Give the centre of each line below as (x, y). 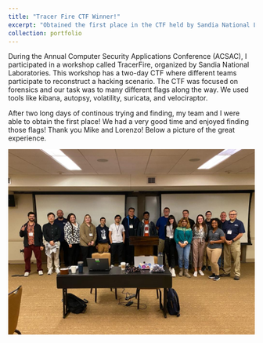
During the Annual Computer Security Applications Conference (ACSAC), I (128, 57)
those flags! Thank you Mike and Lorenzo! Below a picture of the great (122, 130)
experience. (27, 138)
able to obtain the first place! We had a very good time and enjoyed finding (128, 122)
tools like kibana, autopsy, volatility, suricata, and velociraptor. (108, 98)
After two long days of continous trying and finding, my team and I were (124, 113)
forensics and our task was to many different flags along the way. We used (128, 89)
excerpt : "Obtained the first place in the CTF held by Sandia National (129, 25)
